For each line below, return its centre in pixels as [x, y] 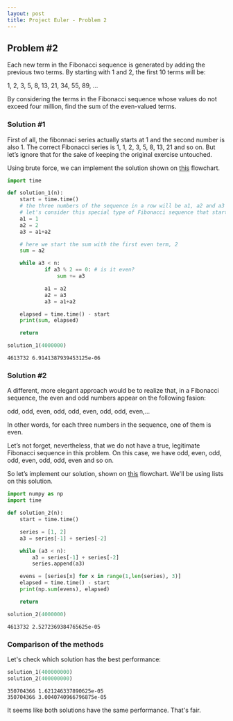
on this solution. [30, 481]
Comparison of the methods [55, 644]
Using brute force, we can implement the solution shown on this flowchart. [114, 168]
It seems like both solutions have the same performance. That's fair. [104, 710]
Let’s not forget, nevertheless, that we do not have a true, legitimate [104, 446]
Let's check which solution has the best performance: [84, 659]
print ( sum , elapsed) [49, 321]
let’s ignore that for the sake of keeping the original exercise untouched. [110, 154]
